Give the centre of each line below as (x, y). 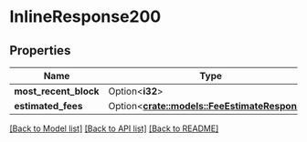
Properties (40, 51)
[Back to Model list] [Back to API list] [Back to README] (114, 128)
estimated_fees (48, 106)
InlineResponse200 (85, 17)
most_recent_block (57, 91)
